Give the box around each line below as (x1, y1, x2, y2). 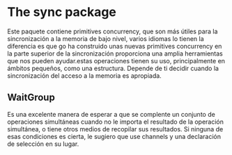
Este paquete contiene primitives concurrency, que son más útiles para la (7, 27, 218, 35)
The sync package (7, 4, 117, 20)
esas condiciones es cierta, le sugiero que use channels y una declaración (7, 132, 222, 140)
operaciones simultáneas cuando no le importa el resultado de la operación (7, 117, 224, 126)
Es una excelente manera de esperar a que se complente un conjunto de (7, 110, 216, 118)
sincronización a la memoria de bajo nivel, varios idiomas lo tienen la (7, 34, 204, 42)
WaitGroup (7, 92, 56, 104)
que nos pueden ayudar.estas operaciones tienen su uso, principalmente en (7, 56, 225, 65)
